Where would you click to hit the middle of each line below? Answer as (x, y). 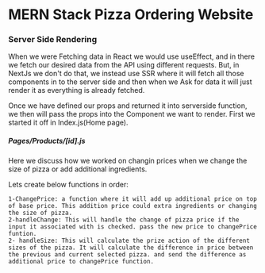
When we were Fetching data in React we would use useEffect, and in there (132, 56)
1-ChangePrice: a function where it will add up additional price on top (133, 199)
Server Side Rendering (53, 40)
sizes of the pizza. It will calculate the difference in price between (131, 248)
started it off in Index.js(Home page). (68, 123)
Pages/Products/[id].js (47, 141)
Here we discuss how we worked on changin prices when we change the (128, 161)
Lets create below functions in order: (69, 185)
